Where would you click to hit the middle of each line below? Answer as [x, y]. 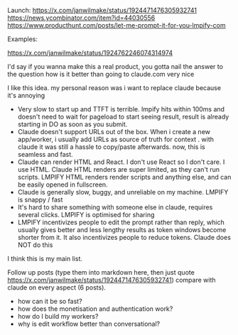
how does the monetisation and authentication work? [95, 309]
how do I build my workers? [58, 316]
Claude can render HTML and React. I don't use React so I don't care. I [121, 162]
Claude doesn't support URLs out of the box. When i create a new [114, 132]
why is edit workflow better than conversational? [89, 324]
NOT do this [35, 245]
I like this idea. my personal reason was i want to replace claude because [114, 88]
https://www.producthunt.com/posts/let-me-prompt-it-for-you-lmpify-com [117, 25]
